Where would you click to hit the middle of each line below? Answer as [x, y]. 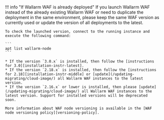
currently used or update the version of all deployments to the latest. [74, 22]
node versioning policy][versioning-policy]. [52, 113]
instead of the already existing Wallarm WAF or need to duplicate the [74, 12]
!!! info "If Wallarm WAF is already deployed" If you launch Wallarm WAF [78, 7]
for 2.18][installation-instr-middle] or [48, 74]
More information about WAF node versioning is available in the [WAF [79, 108]
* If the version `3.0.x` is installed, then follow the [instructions [80, 61]
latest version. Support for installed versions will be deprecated [76, 96]
